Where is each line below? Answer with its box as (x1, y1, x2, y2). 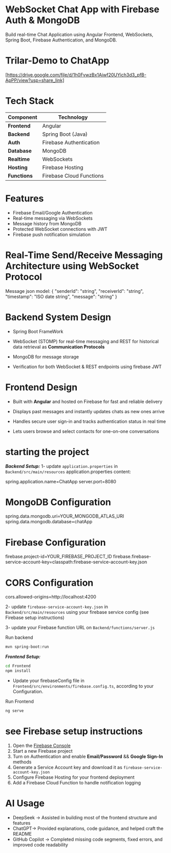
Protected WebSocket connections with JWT (12, 226, 108, 232)
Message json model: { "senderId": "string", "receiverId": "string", (5, 288, 144, 294)
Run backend (5, 634, 33, 641)
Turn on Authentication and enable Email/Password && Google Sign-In (12, 753, 163, 759)
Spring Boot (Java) (42, 131, 88, 138)
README (12, 830, 32, 837)
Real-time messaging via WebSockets (12, 215, 93, 221)
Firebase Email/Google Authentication (12, 209, 93, 216)
